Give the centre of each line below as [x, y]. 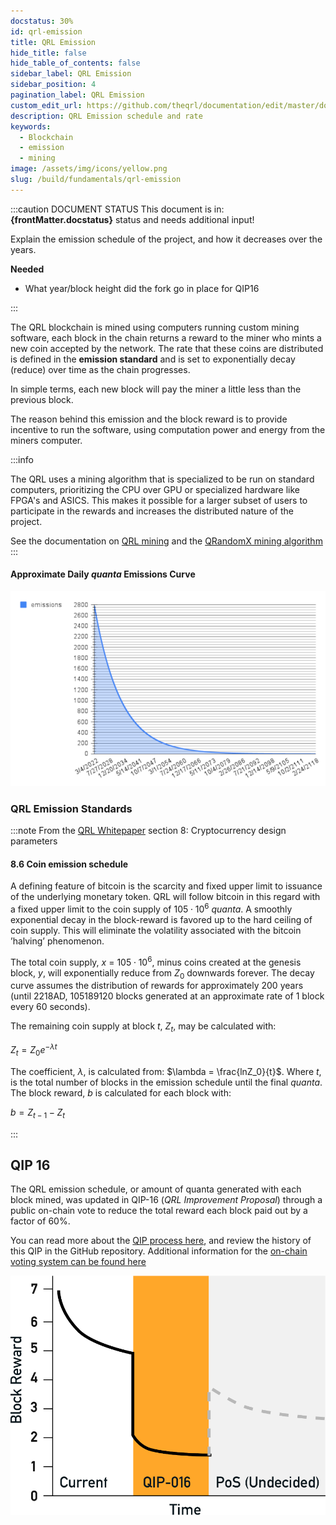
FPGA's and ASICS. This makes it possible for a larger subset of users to [159, 500]
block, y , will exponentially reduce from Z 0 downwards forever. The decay [162, 973]
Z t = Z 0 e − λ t [34, 1050]
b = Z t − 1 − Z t [38, 1113]
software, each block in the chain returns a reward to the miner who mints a [166, 337]
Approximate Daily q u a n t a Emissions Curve [103, 574]
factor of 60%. [40, 1221]
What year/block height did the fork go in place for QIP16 [142, 288]
